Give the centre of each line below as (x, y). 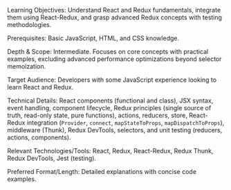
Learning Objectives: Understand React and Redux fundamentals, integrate (114, 10)
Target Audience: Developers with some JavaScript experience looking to (112, 80)
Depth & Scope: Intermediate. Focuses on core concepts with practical (108, 52)
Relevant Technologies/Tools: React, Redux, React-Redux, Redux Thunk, (110, 151)
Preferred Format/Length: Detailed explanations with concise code (102, 172)
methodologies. (29, 25)
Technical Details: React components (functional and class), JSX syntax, (110, 101)
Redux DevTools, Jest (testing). (52, 158)
